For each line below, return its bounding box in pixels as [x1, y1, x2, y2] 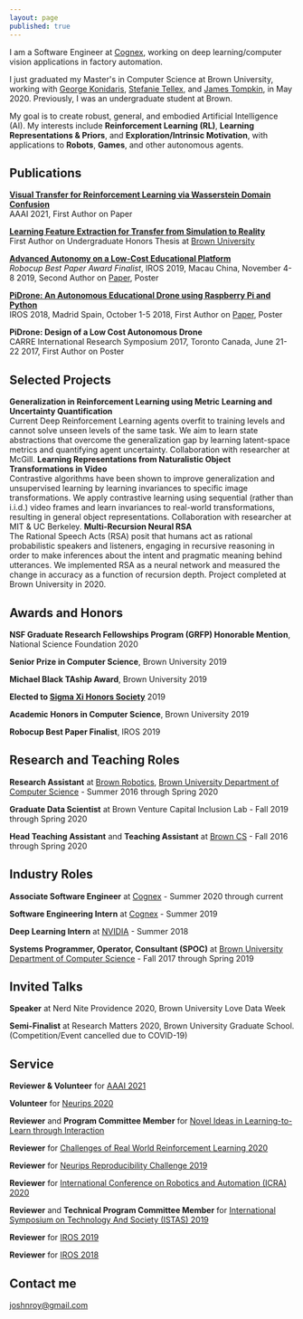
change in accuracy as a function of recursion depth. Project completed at [9, 569, 287, 580]
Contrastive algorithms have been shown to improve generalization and [9, 473, 276, 484]
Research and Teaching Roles [9, 753, 180, 768]
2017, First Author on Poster [21, 346, 125, 357]
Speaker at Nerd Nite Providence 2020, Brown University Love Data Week [9, 1003, 287, 1014]
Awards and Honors [9, 605, 124, 621]
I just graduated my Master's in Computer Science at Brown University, [9, 73, 274, 84]
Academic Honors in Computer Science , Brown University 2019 [9, 708, 250, 719]
